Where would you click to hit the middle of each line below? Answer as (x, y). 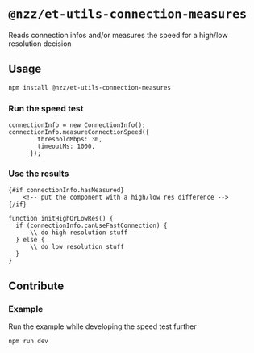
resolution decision (40, 44)
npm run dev (28, 341)
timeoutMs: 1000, (66, 146)
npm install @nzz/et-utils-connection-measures (90, 87)
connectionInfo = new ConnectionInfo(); (77, 125)
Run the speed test (46, 108)
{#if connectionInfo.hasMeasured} (67, 191)
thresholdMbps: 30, (70, 139)
